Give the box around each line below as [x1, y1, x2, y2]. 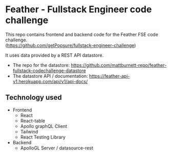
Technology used [5, 93, 62, 102]
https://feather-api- [89, 73, 130, 79]
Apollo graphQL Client [20, 123, 68, 129]
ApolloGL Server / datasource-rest [20, 145, 94, 151]
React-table [20, 118, 45, 124]
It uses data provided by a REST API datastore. [5, 52, 104, 58]
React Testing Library [20, 134, 66, 140]
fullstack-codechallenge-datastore [12, 68, 86, 74]
